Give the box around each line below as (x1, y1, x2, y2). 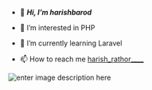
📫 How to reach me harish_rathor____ (19, 54, 144, 64)
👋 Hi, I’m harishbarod (19, 8, 92, 17)
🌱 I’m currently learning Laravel (19, 38, 123, 48)
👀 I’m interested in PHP (19, 23, 95, 32)
